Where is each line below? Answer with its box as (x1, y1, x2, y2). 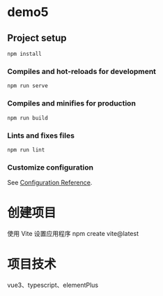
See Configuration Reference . (7, 179, 93, 187)
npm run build (7, 114, 49, 121)
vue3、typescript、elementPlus (7, 281, 99, 290)
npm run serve (7, 82, 49, 89)
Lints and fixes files (7, 131, 75, 140)
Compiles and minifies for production (7, 98, 136, 108)
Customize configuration (7, 162, 94, 172)
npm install (7, 50, 42, 57)
